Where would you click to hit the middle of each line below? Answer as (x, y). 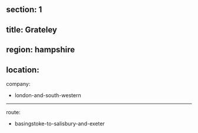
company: (18, 84)
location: (23, 70)
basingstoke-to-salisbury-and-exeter (60, 124)
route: (13, 112)
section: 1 (24, 10)
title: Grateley (32, 30)
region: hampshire (41, 50)
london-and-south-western (48, 95)
